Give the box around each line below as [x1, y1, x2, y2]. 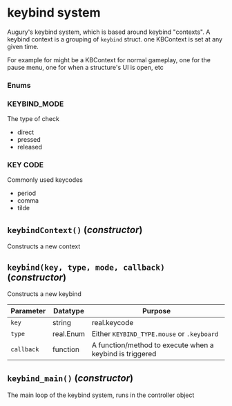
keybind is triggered [91, 349, 157, 359]
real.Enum [52, 329, 85, 339]
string [52, 318, 71, 328]
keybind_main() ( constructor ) [7, 372, 133, 385]
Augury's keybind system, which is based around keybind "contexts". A [7, 28, 211, 36]
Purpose [142, 306, 171, 316]
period [17, 189, 37, 198]
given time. [7, 42, 39, 50]
